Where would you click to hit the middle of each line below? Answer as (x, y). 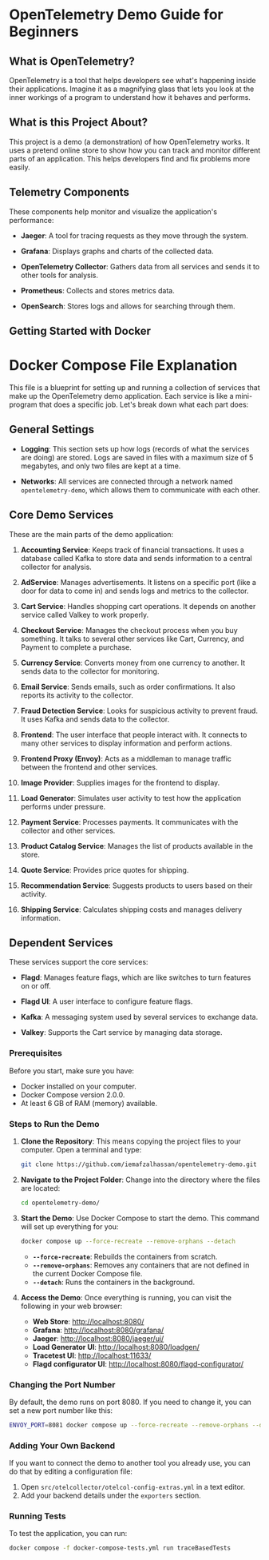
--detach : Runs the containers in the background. (113, 1282)
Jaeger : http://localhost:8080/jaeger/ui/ (98, 1338)
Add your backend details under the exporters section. (111, 1495)
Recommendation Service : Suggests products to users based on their (136, 885)
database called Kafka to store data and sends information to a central (136, 558)
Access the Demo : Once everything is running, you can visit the (126, 1297)
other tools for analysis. (59, 275)
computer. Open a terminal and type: (81, 1149)
